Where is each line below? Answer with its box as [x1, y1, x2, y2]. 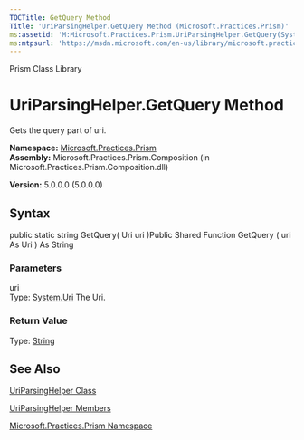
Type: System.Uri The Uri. [9, 292, 106, 303]
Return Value [9, 314, 68, 327]
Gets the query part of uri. [9, 125, 107, 136]
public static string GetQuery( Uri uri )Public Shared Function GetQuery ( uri [9, 230, 291, 240]
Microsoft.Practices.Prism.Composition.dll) [9, 162, 169, 173]
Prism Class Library [9, 63, 82, 74]
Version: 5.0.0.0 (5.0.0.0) [9, 179, 103, 190]
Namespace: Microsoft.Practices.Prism [9, 142, 157, 154]
